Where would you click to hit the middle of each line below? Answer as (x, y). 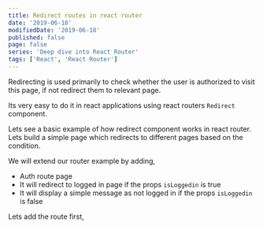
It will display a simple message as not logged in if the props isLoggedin (136, 193)
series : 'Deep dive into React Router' (74, 52)
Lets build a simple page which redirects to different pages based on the (126, 137)
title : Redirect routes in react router (76, 15)
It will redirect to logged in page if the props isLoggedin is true (120, 184)
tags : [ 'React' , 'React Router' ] (63, 60)
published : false (37, 37)
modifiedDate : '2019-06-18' (54, 30)
